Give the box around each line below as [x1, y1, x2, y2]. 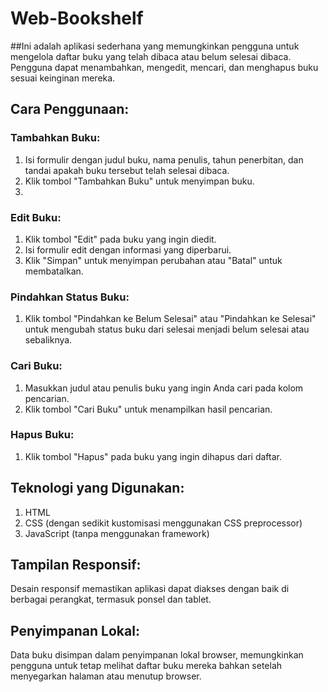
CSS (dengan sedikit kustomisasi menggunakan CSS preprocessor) [24, 517, 303, 529]
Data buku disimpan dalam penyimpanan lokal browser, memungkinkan [10, 649, 304, 661]
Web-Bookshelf [10, 7, 144, 30]
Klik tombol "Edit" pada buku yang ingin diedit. [24, 233, 217, 245]
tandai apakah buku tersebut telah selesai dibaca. [24, 164, 230, 176]
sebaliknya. [24, 334, 73, 346]
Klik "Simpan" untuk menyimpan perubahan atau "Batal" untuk [24, 254, 283, 266]
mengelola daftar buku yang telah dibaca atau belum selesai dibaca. [10, 50, 292, 62]
